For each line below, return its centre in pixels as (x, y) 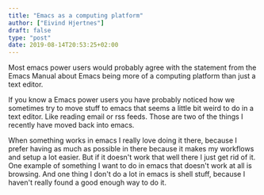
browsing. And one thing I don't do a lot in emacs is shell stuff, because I (127, 174)
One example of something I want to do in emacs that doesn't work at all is (130, 166)
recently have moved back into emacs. (71, 125)
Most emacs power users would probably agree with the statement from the (132, 67)
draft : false (30, 30)
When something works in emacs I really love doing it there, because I (123, 140)
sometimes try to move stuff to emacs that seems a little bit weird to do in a (131, 109)
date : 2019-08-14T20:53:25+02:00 (63, 45)
